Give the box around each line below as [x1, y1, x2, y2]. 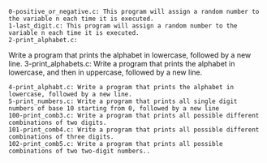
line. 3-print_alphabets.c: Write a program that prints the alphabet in [8, 59, 235, 68]
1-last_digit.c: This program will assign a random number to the [8, 22, 238, 30]
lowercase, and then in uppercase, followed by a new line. [8, 67, 203, 77]
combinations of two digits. [8, 118, 107, 127]
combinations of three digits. [8, 133, 114, 141]
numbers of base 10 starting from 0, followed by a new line [8, 105, 220, 113]
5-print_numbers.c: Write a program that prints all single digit [8, 97, 238, 105]
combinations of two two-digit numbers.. [8, 147, 151, 155]
